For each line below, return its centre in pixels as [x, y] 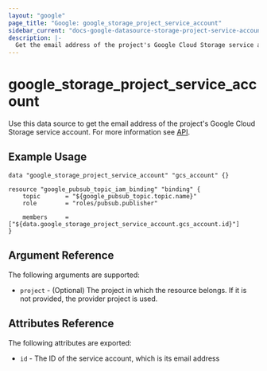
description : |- [35, 38]
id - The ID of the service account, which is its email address [120, 358]
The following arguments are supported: [74, 275]
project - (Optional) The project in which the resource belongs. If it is [133, 290]
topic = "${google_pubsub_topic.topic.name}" [110, 196]
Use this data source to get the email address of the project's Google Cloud [132, 123]
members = [46, 217]
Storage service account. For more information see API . [99, 132]
